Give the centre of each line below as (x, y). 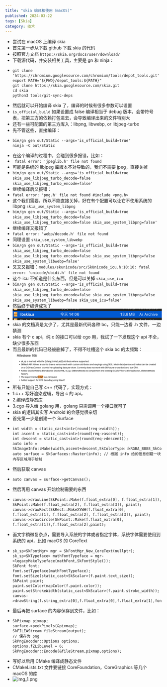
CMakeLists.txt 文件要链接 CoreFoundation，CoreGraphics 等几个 (80, 668)
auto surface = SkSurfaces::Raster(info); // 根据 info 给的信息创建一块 (86, 454)
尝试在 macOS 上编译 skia (39, 42)
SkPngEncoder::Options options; (46, 641)
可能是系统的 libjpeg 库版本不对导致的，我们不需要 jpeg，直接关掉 (80, 167)
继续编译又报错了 (30, 228)
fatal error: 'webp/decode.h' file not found (60, 234)
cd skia (20, 91)
